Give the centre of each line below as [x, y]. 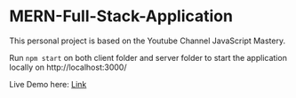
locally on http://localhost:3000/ [68, 67]
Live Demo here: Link [48, 84]
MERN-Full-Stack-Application [121, 16]
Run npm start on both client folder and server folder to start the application [148, 57]
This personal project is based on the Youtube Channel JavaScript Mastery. [148, 41]
